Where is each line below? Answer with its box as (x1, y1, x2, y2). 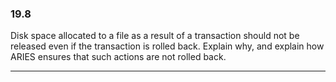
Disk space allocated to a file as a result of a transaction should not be (10, 30, 300, 42)
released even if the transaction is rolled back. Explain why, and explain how (10, 40, 325, 52)
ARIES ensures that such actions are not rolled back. (10, 51, 227, 63)
